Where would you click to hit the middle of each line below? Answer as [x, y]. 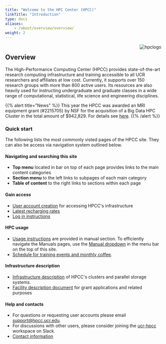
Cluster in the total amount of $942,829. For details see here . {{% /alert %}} [83, 116]
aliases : [14, 24]
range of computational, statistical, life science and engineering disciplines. [82, 95]
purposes [22, 293]
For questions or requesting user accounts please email [69, 315]
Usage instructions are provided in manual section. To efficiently [78, 239]
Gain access [18, 194]
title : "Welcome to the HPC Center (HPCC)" [51, 10]
